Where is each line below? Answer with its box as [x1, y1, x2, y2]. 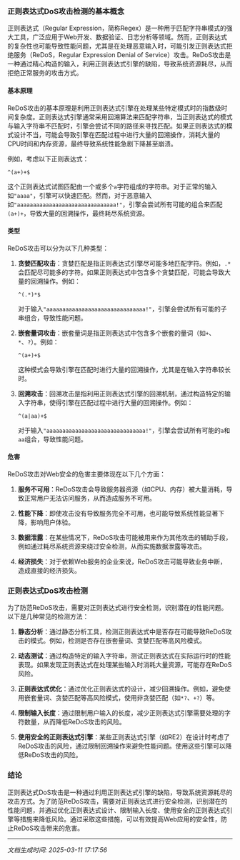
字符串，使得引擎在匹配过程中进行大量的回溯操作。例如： [24, 398, 194, 406]
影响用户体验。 [30, 518, 75, 526]
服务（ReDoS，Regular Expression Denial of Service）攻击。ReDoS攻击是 [13, 51, 231, 59]
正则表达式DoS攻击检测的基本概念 [7, 6, 125, 16]
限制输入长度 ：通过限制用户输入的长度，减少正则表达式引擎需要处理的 [17, 709, 225, 717]
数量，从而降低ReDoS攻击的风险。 [24, 718, 126, 726]
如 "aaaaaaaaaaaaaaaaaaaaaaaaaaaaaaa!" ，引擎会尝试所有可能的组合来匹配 [7, 200, 223, 209]
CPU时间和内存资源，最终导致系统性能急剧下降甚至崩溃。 [7, 139, 177, 148]
